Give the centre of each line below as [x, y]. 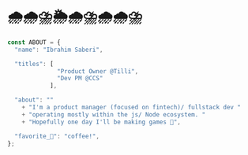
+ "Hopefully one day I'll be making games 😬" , [101, 122]
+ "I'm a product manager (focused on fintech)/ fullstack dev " [132, 108]
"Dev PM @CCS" [80, 79]
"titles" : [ [34, 64]
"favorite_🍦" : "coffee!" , [57, 136]
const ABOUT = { [34, 42]
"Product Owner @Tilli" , [98, 71]
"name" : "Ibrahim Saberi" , [59, 50]
